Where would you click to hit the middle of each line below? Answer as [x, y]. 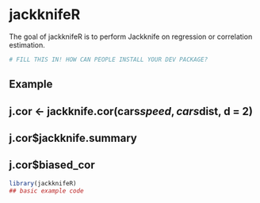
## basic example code [46, 191]
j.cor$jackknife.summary [73, 138]
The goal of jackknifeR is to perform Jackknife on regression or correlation [131, 36]
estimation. [27, 44]
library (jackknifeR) [43, 183]
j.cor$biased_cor [52, 165]
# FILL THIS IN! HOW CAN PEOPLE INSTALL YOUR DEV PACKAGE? [109, 59]
